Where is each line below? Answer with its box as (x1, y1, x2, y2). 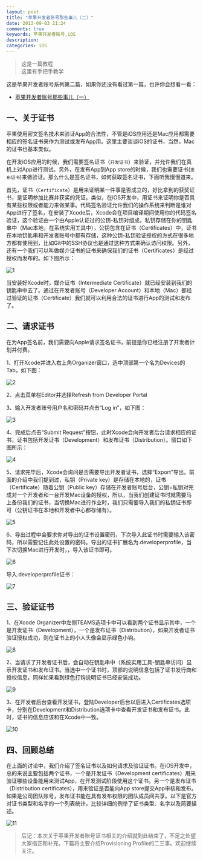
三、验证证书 (6, 601, 54, 612)
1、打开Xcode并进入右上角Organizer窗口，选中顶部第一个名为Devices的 (6, 359, 185, 366)
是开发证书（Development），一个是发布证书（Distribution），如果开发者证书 (6, 627, 195, 634)
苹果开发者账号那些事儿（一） (14, 93, 89, 101)
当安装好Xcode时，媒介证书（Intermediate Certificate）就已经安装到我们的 (6, 279, 193, 286)
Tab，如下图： (6, 366, 42, 373)
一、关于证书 (6, 113, 54, 123)
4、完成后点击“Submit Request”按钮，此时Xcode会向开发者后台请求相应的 (6, 428, 192, 436)
